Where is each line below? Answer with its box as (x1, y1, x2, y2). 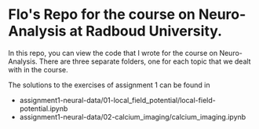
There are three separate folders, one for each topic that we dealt (38, 57, 251, 66)
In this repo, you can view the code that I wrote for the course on (8, 48, 218, 57)
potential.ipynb (19, 104, 68, 113)
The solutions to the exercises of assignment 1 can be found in (8, 80, 210, 90)
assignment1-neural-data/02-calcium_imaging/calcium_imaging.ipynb (19, 112, 246, 121)
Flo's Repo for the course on (8, 6, 196, 24)
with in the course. (8, 64, 68, 74)
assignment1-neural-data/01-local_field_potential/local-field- (19, 95, 216, 105)
